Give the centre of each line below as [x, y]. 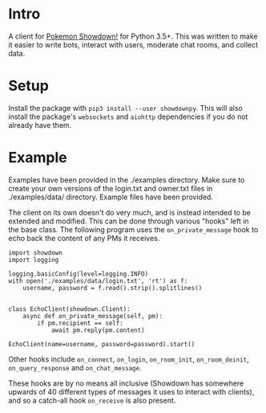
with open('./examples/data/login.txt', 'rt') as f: [98, 281]
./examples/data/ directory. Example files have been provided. [111, 197]
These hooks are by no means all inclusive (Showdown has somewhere [126, 383]
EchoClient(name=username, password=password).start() [102, 344]
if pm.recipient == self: [81, 323]
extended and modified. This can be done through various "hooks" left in [129, 221]
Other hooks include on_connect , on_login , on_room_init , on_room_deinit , [129, 359]
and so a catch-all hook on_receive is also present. [92, 400]
